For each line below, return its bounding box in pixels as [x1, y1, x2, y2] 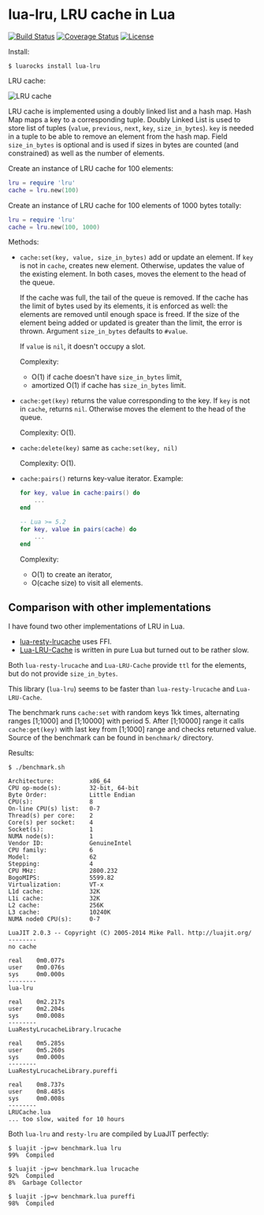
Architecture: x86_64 [8, 777, 111, 785]
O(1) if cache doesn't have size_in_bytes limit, [31, 372, 183, 382]
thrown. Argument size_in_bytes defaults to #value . [19, 326, 188, 336]
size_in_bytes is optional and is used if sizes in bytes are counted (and [8, 140, 239, 149]
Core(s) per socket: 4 [8, 818, 93, 827]
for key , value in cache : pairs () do [19, 489, 140, 498]
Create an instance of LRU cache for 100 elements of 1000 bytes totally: [8, 200, 242, 210]
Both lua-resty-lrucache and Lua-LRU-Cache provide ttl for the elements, [8, 661, 247, 670]
